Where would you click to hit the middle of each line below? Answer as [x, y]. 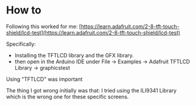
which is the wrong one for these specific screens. [67, 97]
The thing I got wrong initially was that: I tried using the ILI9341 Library [91, 90]
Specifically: [21, 44]
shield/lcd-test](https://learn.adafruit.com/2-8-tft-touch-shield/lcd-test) [93, 32]
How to [24, 10]
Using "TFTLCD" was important [44, 79]
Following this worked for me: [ [44, 26]
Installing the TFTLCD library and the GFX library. [74, 55]
